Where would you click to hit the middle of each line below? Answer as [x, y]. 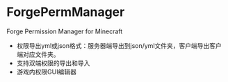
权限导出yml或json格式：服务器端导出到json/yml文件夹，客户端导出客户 [119, 45]
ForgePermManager [66, 12]
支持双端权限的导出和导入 [53, 63]
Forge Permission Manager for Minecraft [65, 31]
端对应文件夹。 [38, 54]
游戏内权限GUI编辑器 [47, 72]
